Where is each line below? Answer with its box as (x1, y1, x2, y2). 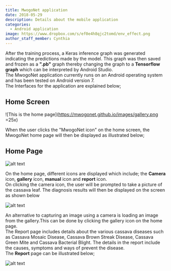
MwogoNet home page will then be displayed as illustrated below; (5, 132, 145, 138)
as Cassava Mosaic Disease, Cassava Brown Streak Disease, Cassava (5, 234, 154, 240)
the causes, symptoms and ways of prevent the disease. (5, 244, 125, 251)
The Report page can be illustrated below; (5, 250, 95, 256)
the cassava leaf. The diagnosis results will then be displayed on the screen (5, 186, 165, 193)
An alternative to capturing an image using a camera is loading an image (5, 212, 159, 218)
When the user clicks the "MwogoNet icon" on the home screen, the (5, 127, 150, 133)
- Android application (10, 27, 59, 32)
